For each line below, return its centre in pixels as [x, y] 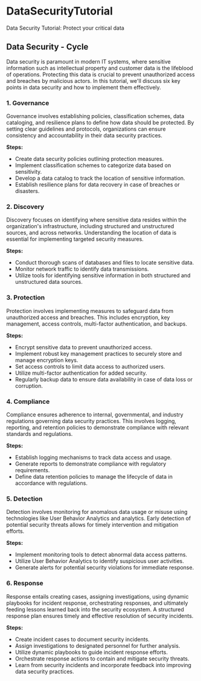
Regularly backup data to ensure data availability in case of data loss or [104, 379]
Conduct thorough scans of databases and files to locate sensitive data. [104, 263]
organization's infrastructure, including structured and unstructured [90, 226]
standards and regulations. [40, 433]
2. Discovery [25, 206]
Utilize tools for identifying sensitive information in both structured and [103, 275]
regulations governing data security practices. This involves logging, [91, 421]
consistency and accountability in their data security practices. [85, 136]
